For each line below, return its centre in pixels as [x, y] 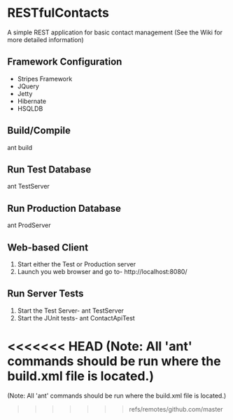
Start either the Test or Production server [77, 264]
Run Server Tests [45, 293]
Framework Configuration [65, 62]
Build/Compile [39, 131]
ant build [20, 147]
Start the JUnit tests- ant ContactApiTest [76, 318]
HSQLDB [30, 108]
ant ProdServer [29, 225]
